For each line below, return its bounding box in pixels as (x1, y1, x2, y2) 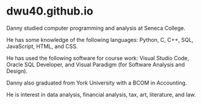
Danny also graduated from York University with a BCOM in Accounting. (6, 79, 187, 86)
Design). (6, 67, 28, 74)
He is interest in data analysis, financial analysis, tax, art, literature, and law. (6, 91, 197, 98)
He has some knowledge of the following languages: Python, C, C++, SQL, (6, 36, 194, 43)
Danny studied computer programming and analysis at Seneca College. (6, 24, 186, 32)
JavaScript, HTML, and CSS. (6, 43, 78, 50)
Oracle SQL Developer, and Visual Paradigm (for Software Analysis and (6, 61, 185, 68)
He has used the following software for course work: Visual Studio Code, (6, 54, 189, 61)
